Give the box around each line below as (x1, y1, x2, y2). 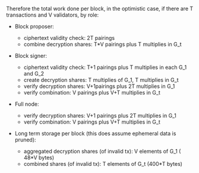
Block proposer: (14, 23, 55, 30)
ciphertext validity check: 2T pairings (23, 34, 115, 41)
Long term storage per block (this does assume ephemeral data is (14, 130, 176, 137)
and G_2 (23, 70, 45, 77)
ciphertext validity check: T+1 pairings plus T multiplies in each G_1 (23, 64, 187, 71)
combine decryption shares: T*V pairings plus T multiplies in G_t (23, 41, 182, 48)
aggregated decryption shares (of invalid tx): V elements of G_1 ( (23, 148, 181, 155)
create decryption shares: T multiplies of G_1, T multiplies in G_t (23, 77, 179, 83)
